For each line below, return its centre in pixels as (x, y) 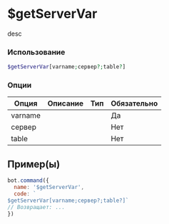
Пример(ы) (34, 164)
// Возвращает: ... (36, 207)
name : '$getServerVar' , (49, 188)
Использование (36, 52)
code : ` (25, 194)
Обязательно (134, 103)
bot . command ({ (29, 180)
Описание (66, 103)
